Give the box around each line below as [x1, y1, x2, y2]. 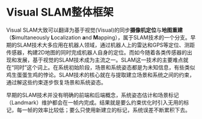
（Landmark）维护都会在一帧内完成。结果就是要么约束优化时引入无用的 [6, 99, 184, 106]
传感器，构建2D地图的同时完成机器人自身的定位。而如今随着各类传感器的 [6, 48, 188, 56]
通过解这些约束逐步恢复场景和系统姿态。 [6, 78, 106, 86]
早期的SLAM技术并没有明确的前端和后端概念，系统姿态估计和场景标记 [6, 91, 179, 99]
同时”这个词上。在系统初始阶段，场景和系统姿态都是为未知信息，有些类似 [14, 63, 195, 71]
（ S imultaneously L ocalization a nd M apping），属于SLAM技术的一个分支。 [6, 33, 191, 41]
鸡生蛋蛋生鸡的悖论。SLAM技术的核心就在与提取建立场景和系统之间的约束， [6, 71, 195, 78]
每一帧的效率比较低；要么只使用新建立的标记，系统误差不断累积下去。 [16, 106, 191, 114]
